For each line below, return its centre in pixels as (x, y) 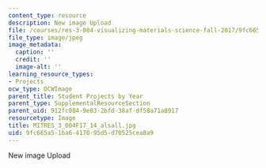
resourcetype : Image (42, 118)
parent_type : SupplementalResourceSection (79, 103)
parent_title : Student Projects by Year (76, 96)
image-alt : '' (38, 67)
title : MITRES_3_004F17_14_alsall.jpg (72, 125)
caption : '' (35, 52)
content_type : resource (47, 15)
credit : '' (33, 60)
